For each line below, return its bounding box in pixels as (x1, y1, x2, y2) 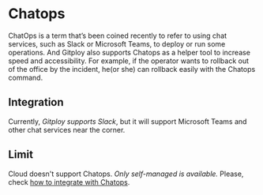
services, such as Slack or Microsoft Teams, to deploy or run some (8, 39, 226, 48)
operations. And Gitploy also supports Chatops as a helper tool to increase (8, 47, 251, 57)
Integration (8, 96, 65, 109)
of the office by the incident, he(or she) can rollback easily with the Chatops (8, 64, 256, 73)
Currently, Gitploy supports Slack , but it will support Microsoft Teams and (8, 116, 247, 126)
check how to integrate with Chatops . (8, 177, 130, 186)
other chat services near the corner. (8, 125, 126, 134)
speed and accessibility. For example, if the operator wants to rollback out (8, 56, 250, 66)
